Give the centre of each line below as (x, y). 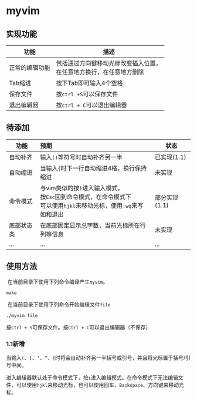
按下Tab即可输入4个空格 (89, 83)
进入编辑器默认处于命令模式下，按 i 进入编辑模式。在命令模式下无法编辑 (92, 378)
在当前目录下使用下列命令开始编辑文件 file (59, 304)
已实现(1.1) (170, 157)
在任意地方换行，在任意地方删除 (100, 72)
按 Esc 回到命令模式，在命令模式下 (86, 197)
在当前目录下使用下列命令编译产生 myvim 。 (58, 282)
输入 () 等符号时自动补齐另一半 (81, 157)
